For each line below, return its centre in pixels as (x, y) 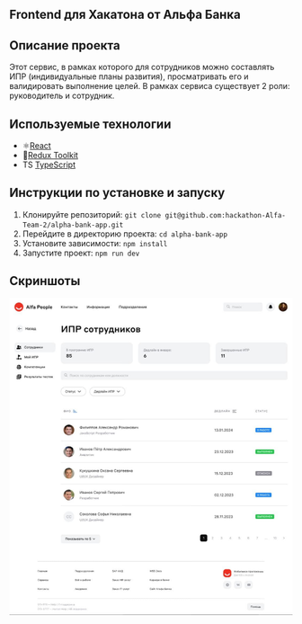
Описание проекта (65, 45)
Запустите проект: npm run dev (81, 253)
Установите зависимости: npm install (95, 243)
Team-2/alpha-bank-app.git (73, 225)
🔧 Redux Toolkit (50, 156)
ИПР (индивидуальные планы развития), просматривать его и (129, 76)
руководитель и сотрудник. (62, 96)
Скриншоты (45, 281)
